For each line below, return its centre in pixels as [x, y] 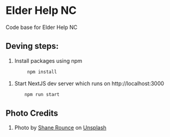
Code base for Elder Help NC [41, 27]
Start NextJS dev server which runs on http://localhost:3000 [89, 83]
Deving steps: [32, 46]
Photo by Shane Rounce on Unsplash [60, 128]
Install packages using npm [48, 60]
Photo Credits [32, 113]
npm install [42, 72]
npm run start [42, 94]
